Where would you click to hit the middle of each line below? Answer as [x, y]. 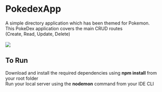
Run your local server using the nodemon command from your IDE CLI [80, 84]
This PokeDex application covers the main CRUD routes [64, 28]
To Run [17, 61]
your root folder [22, 78]
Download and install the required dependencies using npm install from [81, 73]
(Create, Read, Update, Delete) [38, 34]
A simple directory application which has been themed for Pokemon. [78, 23]
